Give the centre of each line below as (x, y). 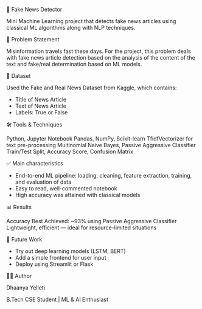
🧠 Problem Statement (33, 39)
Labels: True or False (41, 112)
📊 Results (19, 207)
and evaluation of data (43, 182)
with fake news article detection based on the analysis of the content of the (101, 57)
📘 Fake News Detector (34, 9)
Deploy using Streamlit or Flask (54, 264)
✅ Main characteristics (35, 163)
